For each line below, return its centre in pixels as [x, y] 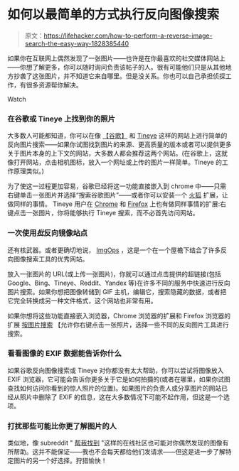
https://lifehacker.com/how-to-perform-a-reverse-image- [128, 36]
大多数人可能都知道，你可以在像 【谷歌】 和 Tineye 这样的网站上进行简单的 [117, 136]
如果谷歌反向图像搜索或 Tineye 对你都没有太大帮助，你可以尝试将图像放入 [116, 370]
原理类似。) [29, 171]
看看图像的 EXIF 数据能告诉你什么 [65, 354]
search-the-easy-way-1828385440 [77, 43]
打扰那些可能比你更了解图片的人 [62, 426]
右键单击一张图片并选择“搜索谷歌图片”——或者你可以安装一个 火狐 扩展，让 [118, 195]
